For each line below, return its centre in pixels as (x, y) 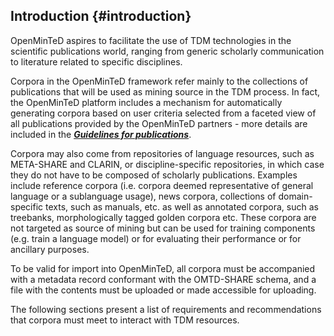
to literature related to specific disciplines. (96, 61)
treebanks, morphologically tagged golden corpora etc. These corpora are (163, 217)
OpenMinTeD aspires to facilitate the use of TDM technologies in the (151, 40)
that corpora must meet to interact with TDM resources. (125, 320)
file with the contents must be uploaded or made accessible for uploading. (163, 290)
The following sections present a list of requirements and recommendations (166, 309)
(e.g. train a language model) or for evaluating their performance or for (156, 238)
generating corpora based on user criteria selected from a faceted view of (163, 113)
